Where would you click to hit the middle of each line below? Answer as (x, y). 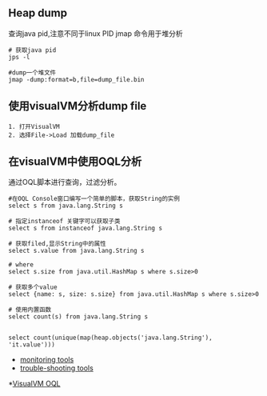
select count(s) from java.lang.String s (78, 317)
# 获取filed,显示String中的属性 (57, 244)
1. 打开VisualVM (34, 126)
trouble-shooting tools (56, 368)
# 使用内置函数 (30, 310)
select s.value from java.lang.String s (77, 251)
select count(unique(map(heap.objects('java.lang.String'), (111, 338)
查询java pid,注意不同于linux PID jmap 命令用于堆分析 (96, 33)
